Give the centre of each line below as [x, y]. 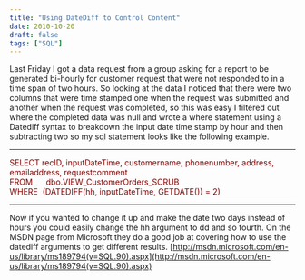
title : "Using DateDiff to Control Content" [95, 18]
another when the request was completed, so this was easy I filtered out [144, 108]
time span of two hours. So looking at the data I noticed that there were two [151, 88]
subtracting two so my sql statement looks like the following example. [139, 136]
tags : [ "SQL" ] [36, 43]
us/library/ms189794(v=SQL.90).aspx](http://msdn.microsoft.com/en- [140, 256]
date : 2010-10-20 [42, 26]
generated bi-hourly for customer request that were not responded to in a [147, 79]
